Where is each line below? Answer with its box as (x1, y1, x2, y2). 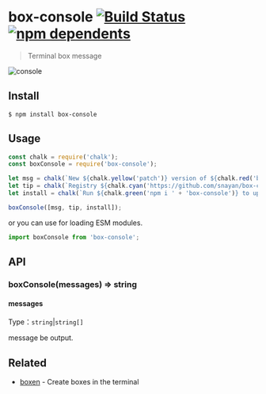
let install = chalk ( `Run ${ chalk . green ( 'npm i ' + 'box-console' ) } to (8, 189, 249, 197)
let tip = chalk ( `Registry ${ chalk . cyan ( (8, 182, 147, 190)
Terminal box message (27, 51, 102, 60)
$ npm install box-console (8, 110, 97, 118)
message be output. (8, 333, 74, 342)
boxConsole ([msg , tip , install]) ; (8, 203, 123, 212)
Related (8, 356, 47, 369)
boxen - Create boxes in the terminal (19, 377, 139, 387)
